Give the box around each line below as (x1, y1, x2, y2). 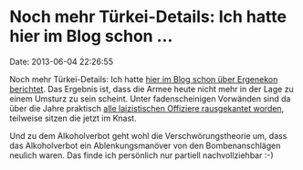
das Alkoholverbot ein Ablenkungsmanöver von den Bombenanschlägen (9, 140, 281, 151)
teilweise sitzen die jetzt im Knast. (9, 112, 137, 123)
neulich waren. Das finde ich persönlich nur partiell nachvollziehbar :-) (9, 149, 274, 161)
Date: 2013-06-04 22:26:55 (9, 56, 114, 67)
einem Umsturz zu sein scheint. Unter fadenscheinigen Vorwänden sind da (9, 93, 291, 104)
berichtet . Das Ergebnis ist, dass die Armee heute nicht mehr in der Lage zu (9, 83, 294, 94)
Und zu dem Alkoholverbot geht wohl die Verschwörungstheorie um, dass (9, 130, 287, 141)
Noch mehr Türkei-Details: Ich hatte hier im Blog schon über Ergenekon (9, 73, 278, 84)
